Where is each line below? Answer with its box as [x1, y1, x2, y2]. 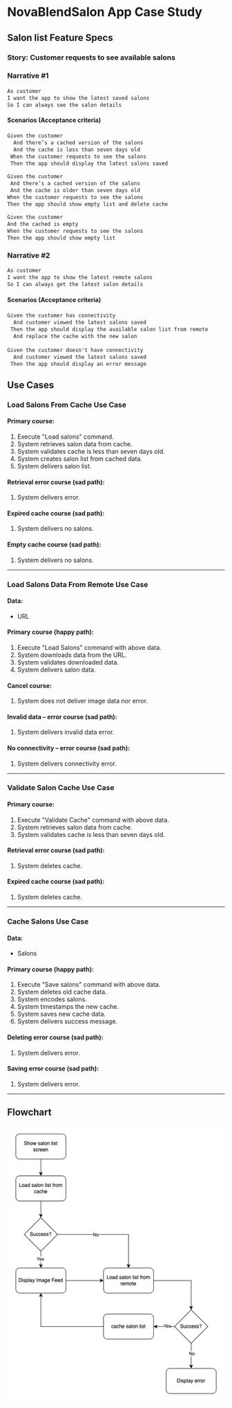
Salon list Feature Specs [7, 32, 113, 44]
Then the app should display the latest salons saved [10, 160, 168, 167]
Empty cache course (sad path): [7, 540, 101, 549]
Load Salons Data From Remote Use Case [7, 579, 148, 589]
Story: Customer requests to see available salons [7, 53, 176, 62]
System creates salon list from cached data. [17, 455, 143, 463]
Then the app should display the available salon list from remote [10, 326, 209, 333]
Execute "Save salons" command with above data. [17, 980, 161, 989]
